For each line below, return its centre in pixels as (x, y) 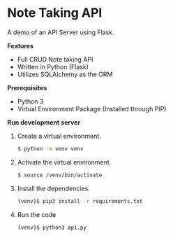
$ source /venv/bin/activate (60, 175)
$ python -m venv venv (50, 148)
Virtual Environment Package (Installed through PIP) (92, 108)
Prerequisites (27, 87)
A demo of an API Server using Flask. (61, 32)
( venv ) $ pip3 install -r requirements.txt (80, 201)
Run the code (37, 214)
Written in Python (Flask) (53, 66)
